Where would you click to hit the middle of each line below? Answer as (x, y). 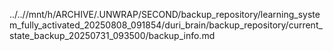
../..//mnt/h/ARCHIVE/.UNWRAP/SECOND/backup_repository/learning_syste (165, 14)
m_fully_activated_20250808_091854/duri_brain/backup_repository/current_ (166, 25)
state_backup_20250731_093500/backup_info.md (112, 35)
